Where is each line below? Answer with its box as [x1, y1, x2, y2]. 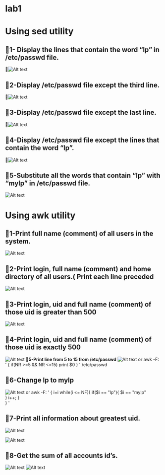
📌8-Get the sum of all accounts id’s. [5, 451, 118, 460]
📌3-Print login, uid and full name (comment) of [5, 300, 152, 309]
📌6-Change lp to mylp [5, 376, 74, 385]
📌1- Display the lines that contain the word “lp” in [5, 45, 160, 54]
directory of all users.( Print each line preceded [5, 272, 154, 281]
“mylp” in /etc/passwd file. [5, 179, 91, 188]
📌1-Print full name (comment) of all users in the [5, 230, 154, 238]
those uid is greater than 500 [5, 308, 97, 316]
